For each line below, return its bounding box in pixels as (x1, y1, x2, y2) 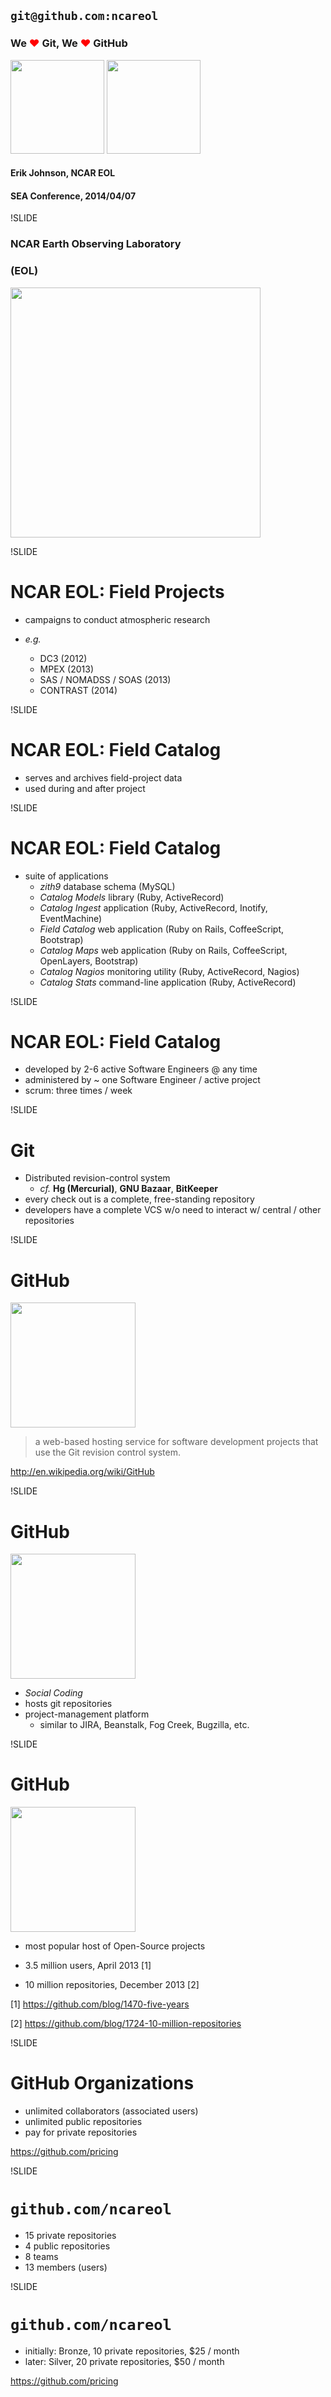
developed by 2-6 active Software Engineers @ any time (24, 1063, 258, 1075)
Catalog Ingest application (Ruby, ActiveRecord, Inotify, (39, 901, 268, 914)
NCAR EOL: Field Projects (10, 580, 225, 603)
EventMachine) (39, 912, 103, 924)
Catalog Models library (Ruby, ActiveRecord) (39, 891, 225, 903)
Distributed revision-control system (24, 1172, 171, 1184)
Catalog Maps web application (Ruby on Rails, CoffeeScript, (39, 944, 288, 956)
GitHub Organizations (10, 2072, 195, 2095)
